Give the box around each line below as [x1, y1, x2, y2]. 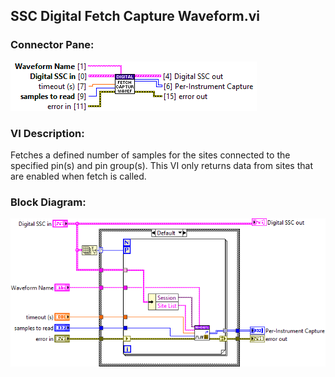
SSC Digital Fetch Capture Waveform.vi [10, 8, 260, 25]
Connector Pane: [10, 38, 95, 52]
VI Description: [10, 126, 85, 140]
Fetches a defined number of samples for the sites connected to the [10, 149, 291, 161]
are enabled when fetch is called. [10, 170, 147, 182]
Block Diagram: [10, 195, 87, 209]
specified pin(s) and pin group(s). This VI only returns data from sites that [10, 159, 313, 171]
